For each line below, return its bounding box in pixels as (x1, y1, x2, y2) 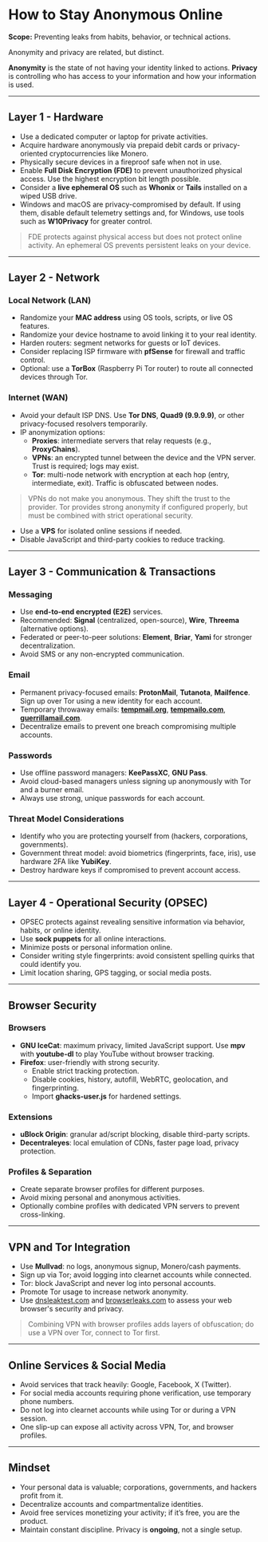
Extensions (8, 1111, 53, 1122)
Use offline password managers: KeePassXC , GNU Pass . (19, 768, 208, 778)
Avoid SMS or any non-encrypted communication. (19, 649, 185, 659)
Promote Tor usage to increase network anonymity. (19, 1287, 189, 1297)
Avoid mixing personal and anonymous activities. (19, 1193, 181, 1202)
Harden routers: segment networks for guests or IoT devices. (19, 338, 221, 348)
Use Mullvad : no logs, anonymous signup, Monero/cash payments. (19, 1262, 242, 1272)
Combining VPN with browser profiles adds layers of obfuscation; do (27, 1319, 254, 1329)
